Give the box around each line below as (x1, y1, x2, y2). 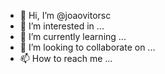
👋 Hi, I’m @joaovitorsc (19, 10, 112, 21)
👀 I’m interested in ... (19, 20, 105, 32)
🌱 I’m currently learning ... (19, 31, 127, 42)
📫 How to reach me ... (19, 53, 113, 64)
